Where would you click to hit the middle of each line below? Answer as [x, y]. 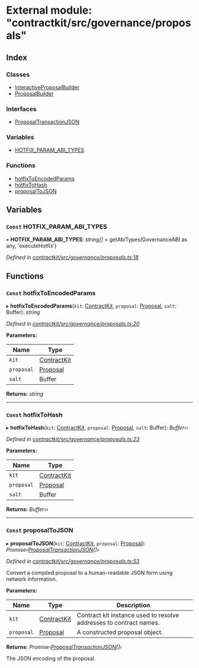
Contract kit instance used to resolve [128, 615]
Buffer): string [23, 312]
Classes [18, 74]
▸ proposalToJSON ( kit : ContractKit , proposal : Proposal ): [76, 543]
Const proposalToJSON [40, 530]
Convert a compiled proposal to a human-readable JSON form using [89, 572]
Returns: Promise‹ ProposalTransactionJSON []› [64, 647]
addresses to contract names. [118, 622]
